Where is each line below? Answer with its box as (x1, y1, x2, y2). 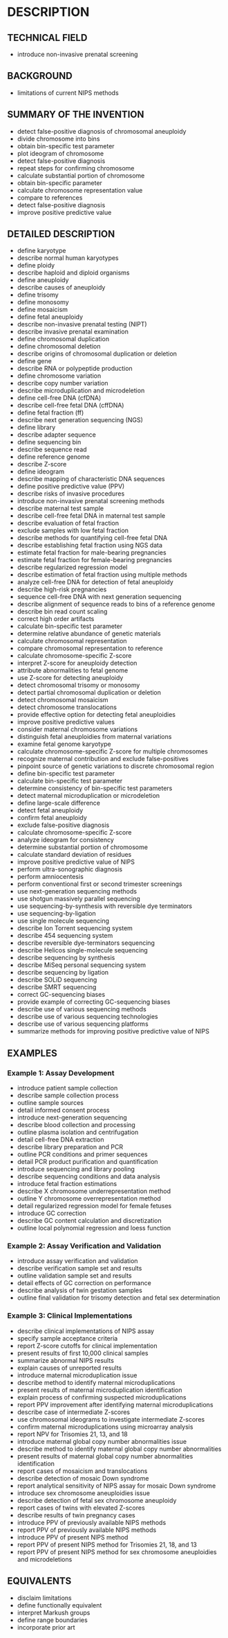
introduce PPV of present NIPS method (17, 1533, 129, 1541)
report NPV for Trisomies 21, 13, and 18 (17, 1429, 128, 1438)
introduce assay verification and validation (17, 1257, 138, 1265)
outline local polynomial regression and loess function (17, 1224, 171, 1232)
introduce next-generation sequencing (17, 1113, 128, 1122)
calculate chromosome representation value (17, 186, 143, 194)
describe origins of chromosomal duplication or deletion (17, 349, 178, 358)
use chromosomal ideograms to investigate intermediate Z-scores (17, 1415, 205, 1423)
